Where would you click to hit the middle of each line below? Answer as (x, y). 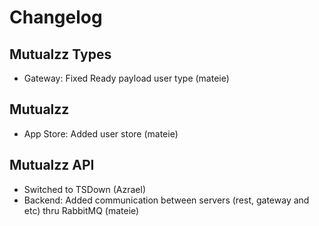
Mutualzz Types (60, 54)
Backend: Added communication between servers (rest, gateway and (166, 200)
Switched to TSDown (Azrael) (85, 189)
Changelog (56, 17)
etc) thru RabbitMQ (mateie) (81, 210)
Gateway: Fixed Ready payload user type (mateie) (126, 78)
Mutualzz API (52, 165)
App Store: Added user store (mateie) (101, 133)
